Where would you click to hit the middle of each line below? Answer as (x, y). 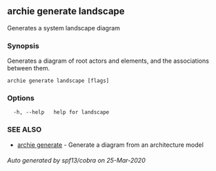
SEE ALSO (24, 130)
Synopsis (23, 46)
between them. (29, 68)
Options (21, 98)
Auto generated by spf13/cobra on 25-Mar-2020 (77, 161)
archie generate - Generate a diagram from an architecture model (110, 145)
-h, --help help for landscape (61, 112)
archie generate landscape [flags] (58, 81)
